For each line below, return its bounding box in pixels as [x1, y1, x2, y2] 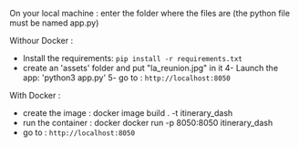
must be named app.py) [9, 17, 99, 28]
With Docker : [9, 90, 61, 100]
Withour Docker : [9, 36, 74, 46]
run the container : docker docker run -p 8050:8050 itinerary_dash [22, 118, 273, 128]
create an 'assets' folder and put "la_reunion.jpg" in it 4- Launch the [22, 63, 279, 73]
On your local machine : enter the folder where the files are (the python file [9, 8, 290, 18]
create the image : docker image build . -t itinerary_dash [22, 108, 233, 118]
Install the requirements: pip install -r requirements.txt [22, 53, 243, 63]
